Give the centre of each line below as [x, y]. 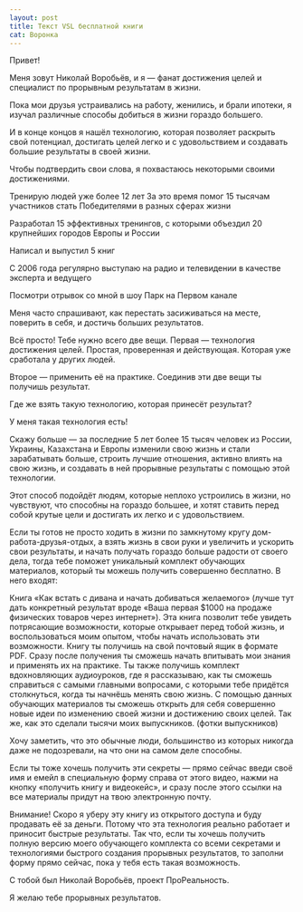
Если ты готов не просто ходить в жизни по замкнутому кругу [130, 532]
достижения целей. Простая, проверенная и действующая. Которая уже [150, 350]
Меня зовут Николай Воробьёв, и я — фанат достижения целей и [136, 78]
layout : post [34, 18]
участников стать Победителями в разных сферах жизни [120, 206]
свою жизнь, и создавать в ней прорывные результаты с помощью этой [150, 469]
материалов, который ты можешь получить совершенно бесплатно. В [145, 571]
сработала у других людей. [62, 360]
